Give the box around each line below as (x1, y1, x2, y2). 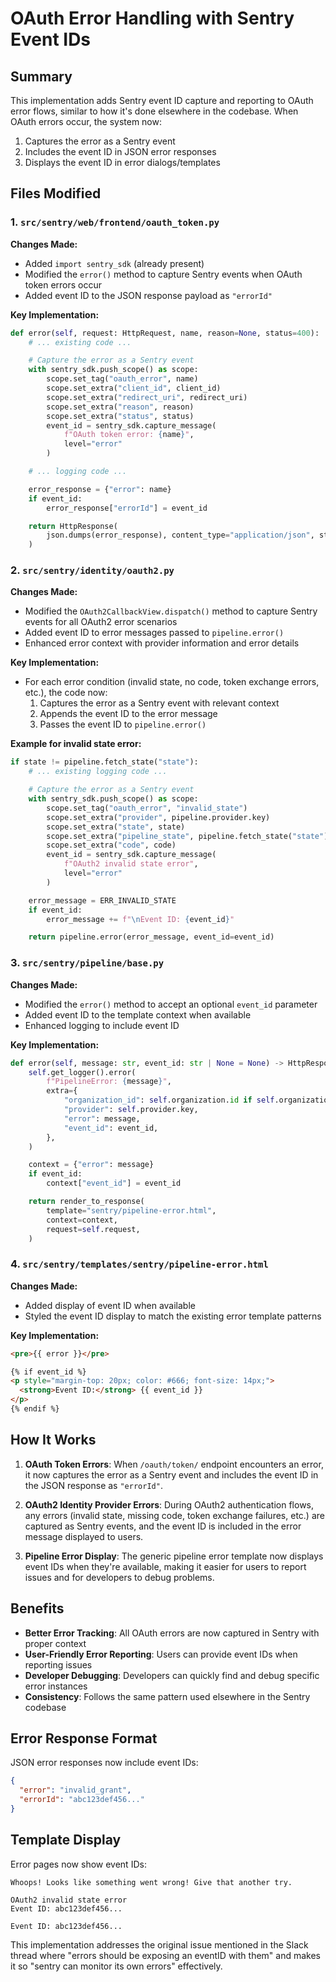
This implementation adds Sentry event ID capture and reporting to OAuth (10, 95, 314, 106)
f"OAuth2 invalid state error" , (63, 859, 199, 869)
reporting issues (24, 1658, 93, 1671)
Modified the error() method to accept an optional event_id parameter (24, 998, 318, 1010)
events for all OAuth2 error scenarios (24, 616, 178, 628)
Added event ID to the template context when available (24, 1008, 252, 1021)
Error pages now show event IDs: (10, 1858, 147, 1870)
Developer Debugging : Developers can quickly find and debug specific (24, 1669, 320, 1681)
